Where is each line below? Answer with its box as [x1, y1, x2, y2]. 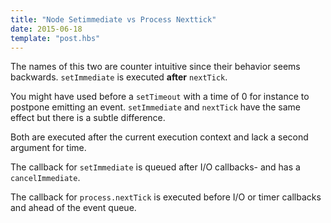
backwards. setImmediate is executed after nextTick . [10, 71, 228, 83]
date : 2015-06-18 [10, 24, 83, 34]
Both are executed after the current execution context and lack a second [10, 131, 309, 143]
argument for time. [10, 142, 87, 154]
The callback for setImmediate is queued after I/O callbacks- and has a [10, 161, 301, 173]
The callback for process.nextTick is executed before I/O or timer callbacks [10, 191, 322, 203]
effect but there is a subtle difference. [10, 112, 166, 124]
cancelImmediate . [10, 172, 81, 184]
